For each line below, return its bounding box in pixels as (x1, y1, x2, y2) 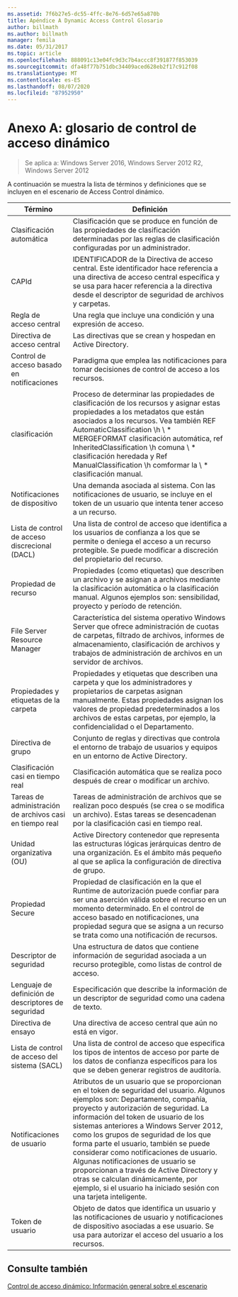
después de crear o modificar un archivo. (72, 776, 210, 786)
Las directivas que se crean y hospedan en (72, 331, 216, 341)
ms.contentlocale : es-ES (7, 76, 81, 84)
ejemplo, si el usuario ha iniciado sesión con (72, 1183, 220, 1193)
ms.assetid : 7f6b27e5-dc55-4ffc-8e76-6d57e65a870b (7, 10, 160, 18)
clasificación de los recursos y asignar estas (72, 398, 221, 408)
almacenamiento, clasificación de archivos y (72, 639, 220, 649)
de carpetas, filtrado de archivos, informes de (72, 631, 225, 641)
